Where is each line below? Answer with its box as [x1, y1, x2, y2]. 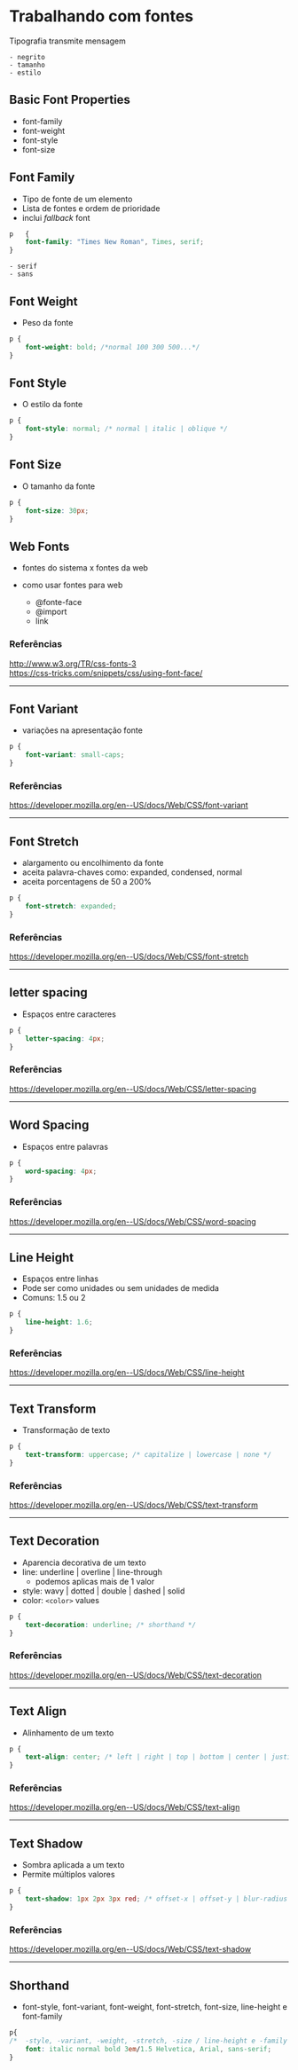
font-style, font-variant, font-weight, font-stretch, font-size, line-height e [21, 2002, 288, 2012]
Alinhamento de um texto [21, 1728, 114, 1738]
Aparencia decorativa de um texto [21, 1557, 146, 1568]
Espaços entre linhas [21, 1273, 99, 1284]
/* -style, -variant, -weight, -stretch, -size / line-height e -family [9, 2036, 288, 2045]
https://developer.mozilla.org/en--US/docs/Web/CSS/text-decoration [9, 1670, 263, 1680]
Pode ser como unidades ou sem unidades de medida [21, 1283, 220, 1294]
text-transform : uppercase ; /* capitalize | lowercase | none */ [25, 1450, 272, 1459]
